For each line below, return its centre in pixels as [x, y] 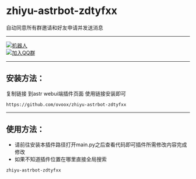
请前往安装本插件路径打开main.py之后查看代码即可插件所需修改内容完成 [101, 145]
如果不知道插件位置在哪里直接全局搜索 [60, 159]
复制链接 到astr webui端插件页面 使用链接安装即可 [66, 93]
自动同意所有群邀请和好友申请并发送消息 [55, 27]
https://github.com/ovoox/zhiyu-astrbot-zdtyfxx [66, 104]
